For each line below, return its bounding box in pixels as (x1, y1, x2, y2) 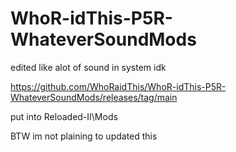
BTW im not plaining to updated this (10, 130, 158, 142)
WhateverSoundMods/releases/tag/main (10, 91, 178, 103)
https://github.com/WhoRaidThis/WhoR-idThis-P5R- (10, 80, 227, 92)
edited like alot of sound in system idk (10, 61, 167, 73)
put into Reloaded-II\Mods (10, 110, 118, 122)
